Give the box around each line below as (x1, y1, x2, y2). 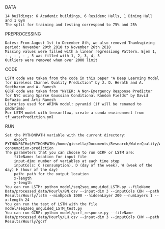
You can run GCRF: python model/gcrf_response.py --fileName (5, 210, 133, 215)
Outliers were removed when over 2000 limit (5, 58, 98, 63)
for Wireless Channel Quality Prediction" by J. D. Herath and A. (5, 80, 144, 85)
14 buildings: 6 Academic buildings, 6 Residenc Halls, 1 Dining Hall (5, 14, 153, 19)
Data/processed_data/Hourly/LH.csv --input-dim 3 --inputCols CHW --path (5, 215, 160, 220)
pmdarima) (5, 106, 26, 111)
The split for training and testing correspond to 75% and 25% (5, 22, 137, 27)
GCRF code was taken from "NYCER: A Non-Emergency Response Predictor (5, 89, 153, 94)
